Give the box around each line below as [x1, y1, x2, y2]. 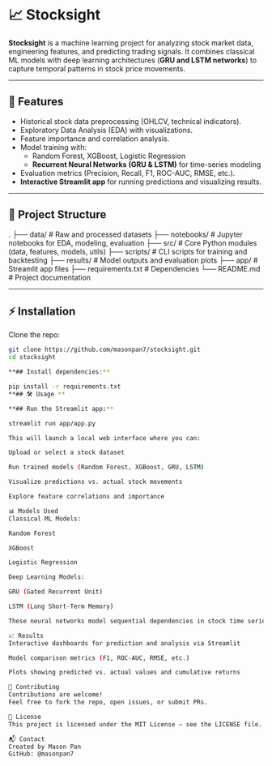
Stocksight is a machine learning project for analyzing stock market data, [8, 37, 253, 48]
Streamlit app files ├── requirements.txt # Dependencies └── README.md [8, 263, 261, 273]
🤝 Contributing [8, 683, 60, 691]
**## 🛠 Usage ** [8, 390, 66, 398]
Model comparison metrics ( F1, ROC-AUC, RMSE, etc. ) [8, 653, 190, 662]
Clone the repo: [8, 330, 61, 340]
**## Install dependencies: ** [8, 368, 111, 376]
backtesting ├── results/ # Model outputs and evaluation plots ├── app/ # [8, 255, 258, 265]
